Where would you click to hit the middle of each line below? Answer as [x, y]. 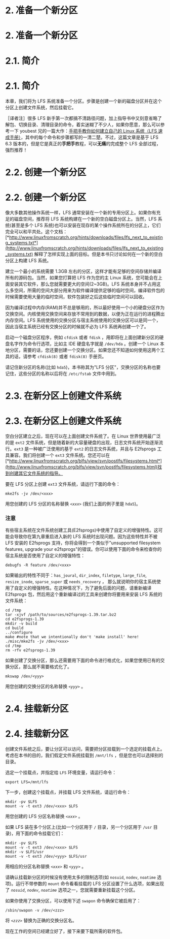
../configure [19, 633]
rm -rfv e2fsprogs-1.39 [30, 650]
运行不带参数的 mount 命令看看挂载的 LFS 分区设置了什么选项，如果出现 [90, 884]
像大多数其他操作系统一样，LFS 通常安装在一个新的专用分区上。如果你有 [81, 212]
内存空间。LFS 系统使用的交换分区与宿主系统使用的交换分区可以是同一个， [83, 320]
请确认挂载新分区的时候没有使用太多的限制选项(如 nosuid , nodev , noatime [80, 878]
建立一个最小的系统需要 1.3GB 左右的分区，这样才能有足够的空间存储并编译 [83, 271]
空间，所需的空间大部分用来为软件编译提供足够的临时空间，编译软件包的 [89, 290]
